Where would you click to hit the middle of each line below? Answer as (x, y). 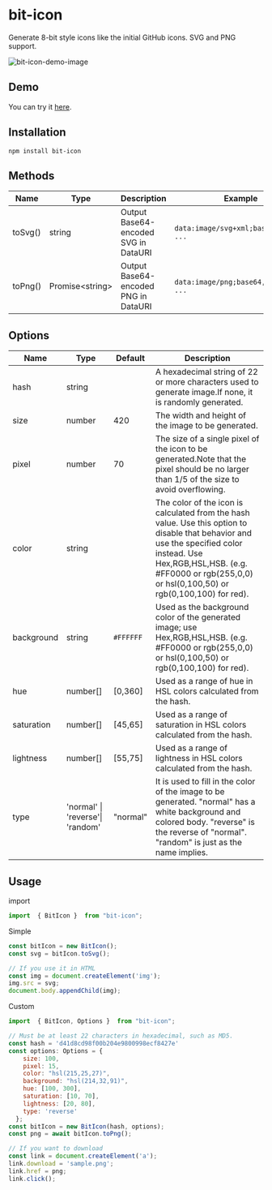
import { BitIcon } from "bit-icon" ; (76, 916)
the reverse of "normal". (201, 832)
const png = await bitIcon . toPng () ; (70, 1134)
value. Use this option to (201, 523)
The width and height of (201, 415)
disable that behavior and (204, 533)
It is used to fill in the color (205, 782)
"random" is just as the (199, 843)
